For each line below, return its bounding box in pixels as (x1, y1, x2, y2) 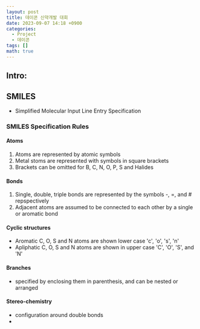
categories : (6, 25, 36, 32)
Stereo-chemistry (6, 298, 53, 305)
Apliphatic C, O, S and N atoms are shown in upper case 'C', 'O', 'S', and (15, 244, 195, 251)
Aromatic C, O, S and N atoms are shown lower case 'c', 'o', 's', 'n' (15, 237, 179, 245)
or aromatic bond (15, 210, 59, 218)
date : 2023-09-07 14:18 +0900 (6, 20, 83, 26)
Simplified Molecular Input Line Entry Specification (15, 107, 141, 114)
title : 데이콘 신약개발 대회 (6, 15, 68, 21)
